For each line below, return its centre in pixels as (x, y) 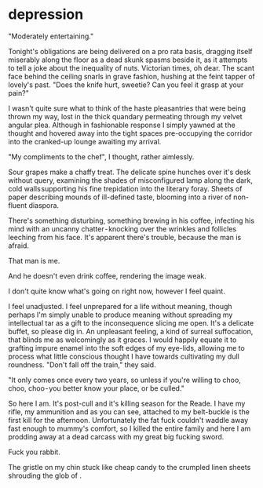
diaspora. (44, 205)
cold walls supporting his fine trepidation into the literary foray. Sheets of (125, 188)
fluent (18, 205)
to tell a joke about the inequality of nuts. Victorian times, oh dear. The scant (131, 67)
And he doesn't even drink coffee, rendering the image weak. (107, 275)
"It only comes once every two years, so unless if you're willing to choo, (124, 380)
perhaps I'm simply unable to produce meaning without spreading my (121, 315)
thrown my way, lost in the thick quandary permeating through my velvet (125, 116)
